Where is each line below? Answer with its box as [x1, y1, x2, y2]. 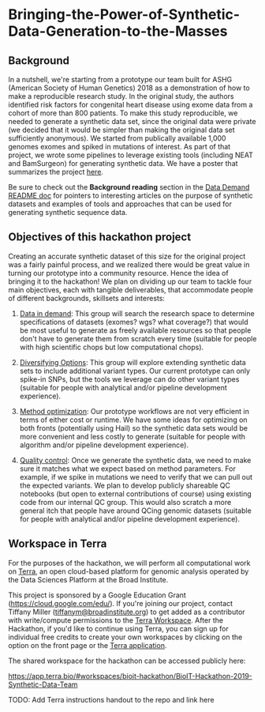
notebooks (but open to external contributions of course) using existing [19, 488, 252, 499]
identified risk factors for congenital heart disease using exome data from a [8, 100, 253, 109]
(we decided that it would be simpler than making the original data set [8, 125, 235, 134]
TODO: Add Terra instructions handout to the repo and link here [8, 695, 215, 704]
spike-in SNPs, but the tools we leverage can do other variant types [19, 374, 240, 384]
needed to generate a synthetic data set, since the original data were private [8, 117, 256, 126]
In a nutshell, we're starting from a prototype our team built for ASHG [8, 75, 233, 84]
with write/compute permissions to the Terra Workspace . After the [8, 615, 223, 625]
